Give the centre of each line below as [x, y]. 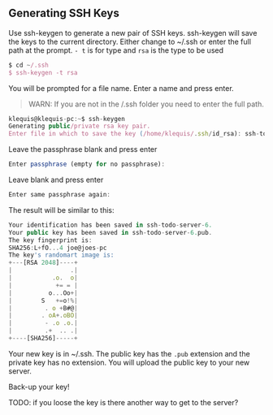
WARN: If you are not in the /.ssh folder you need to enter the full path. [146, 104]
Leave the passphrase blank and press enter [83, 149]
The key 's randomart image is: [61, 255]
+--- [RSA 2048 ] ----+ [43, 263]
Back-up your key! [39, 387]
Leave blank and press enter [56, 180]
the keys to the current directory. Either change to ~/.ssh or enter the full [130, 41]
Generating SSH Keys [64, 13]
